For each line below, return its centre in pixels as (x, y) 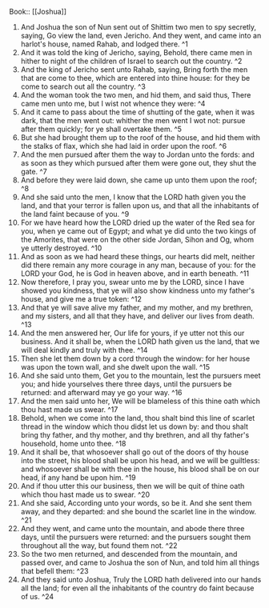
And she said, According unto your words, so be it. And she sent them (136, 503)
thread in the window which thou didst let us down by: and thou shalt (134, 426)
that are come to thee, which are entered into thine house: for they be (135, 78)
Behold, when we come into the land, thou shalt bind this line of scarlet (138, 418)
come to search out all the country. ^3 (83, 86)
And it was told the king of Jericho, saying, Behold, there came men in (137, 52)
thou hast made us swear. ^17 (69, 410)
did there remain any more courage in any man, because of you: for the (138, 265)
